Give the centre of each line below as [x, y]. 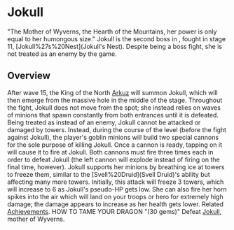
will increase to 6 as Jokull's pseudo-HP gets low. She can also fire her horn [117, 189]
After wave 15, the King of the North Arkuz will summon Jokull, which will [113, 92]
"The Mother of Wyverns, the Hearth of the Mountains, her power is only [112, 31]
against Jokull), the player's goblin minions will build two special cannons [113, 137]
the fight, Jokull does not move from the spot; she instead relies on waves [114, 107]
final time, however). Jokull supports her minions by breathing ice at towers [116, 167]
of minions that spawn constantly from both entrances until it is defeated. [113, 115]
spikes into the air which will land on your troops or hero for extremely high [115, 196]
